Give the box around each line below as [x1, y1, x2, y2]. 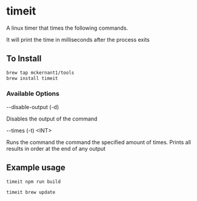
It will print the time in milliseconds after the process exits [6, 36, 150, 43]
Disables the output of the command [6, 115, 98, 122]
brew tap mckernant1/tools [6, 70, 75, 76]
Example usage [6, 162, 65, 173]
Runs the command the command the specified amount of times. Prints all [6, 138, 191, 146]
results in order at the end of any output [6, 145, 106, 152]
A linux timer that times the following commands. [6, 24, 129, 31]
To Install [6, 53, 42, 64]
